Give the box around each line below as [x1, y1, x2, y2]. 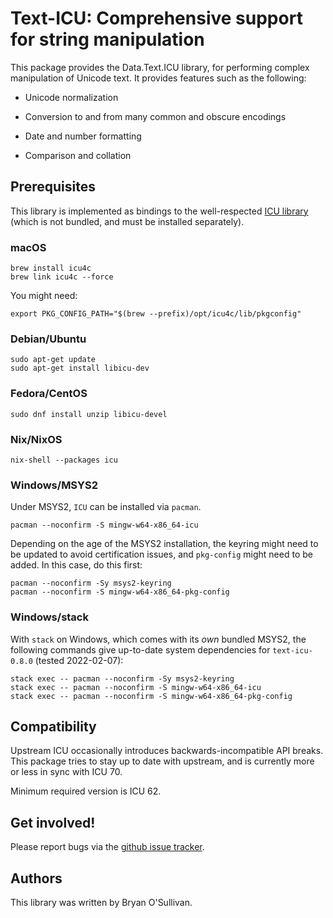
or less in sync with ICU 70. [10, 766, 123, 778]
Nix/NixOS [10, 432, 63, 446]
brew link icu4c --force [10, 272, 114, 282]
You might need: [10, 290, 78, 302]
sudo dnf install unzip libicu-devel [10, 409, 168, 419]
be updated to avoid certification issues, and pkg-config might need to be [10, 548, 313, 561]
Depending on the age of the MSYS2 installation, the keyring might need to [10, 538, 319, 550]
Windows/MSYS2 [10, 478, 99, 492]
